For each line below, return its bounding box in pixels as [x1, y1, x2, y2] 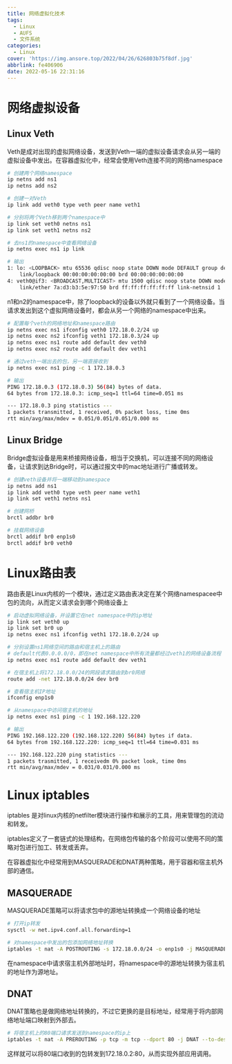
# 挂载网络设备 [7, 527, 45, 534]
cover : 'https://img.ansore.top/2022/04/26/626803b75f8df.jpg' [7, 55, 193, 62]
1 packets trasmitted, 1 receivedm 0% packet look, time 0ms [7, 757, 187, 765]
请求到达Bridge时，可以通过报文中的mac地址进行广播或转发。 [25, 462, 202, 471]
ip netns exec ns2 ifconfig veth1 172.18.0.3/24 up [7, 333, 159, 340]
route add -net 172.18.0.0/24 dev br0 [7, 676, 119, 683]
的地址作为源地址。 [7, 967, 62, 976]
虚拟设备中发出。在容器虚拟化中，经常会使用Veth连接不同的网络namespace [7, 156, 223, 164]
